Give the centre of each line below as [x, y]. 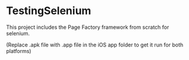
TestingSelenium [49, 11]
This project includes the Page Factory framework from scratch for [88, 27]
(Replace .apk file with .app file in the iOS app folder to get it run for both [95, 45]
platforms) [19, 51]
